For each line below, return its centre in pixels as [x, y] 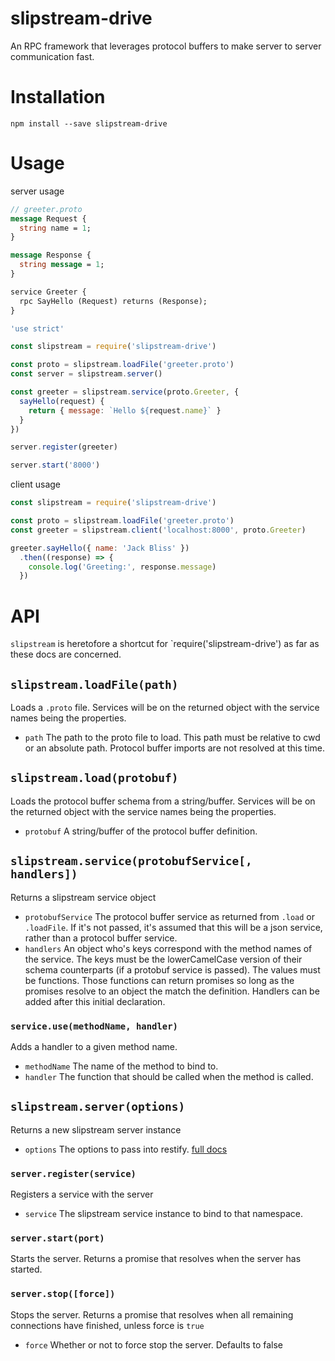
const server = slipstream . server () [86, 374]
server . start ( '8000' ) [55, 465]
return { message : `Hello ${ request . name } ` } [125, 410]
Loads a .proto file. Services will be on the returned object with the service [165, 708]
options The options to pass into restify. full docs [126, 1149]
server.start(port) [57, 1238]
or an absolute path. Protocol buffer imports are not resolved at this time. [175, 748]
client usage [36, 484]
